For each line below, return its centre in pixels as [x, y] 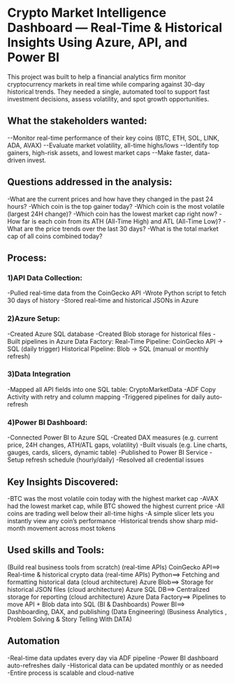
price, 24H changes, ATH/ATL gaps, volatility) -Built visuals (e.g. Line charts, [117, 445]
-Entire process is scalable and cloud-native [71, 673]
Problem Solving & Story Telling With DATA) [70, 619]
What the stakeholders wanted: [77, 121]
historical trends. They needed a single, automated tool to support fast [109, 92]
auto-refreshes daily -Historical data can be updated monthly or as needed [115, 665]
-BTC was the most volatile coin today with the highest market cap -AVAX [113, 498]
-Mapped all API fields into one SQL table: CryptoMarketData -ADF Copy [112, 389]
